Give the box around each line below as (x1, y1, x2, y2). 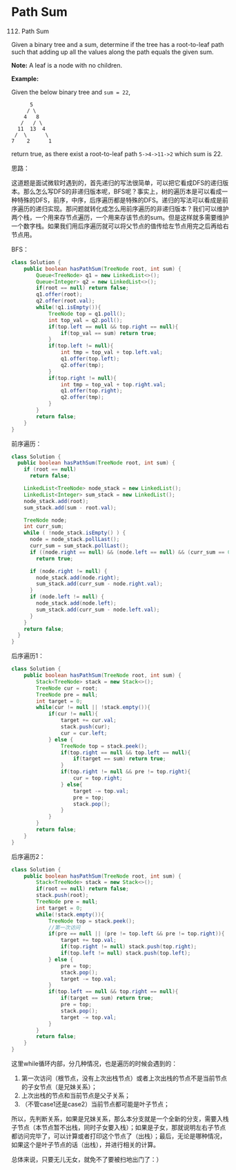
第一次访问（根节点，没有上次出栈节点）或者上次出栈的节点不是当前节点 (21, 1074, 227, 1082)
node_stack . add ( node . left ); (36, 600, 117, 607)
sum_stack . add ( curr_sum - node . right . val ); (36, 581, 163, 587)
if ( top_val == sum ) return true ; (60, 330, 157, 337)
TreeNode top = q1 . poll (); (48, 310, 126, 317)
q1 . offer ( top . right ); (60, 388, 123, 395)
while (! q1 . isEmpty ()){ (36, 304, 101, 311)
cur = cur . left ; (60, 730, 108, 737)
